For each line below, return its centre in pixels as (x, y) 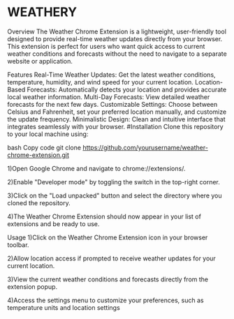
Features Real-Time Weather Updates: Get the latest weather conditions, (111, 75)
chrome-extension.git (38, 155)
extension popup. (32, 286)
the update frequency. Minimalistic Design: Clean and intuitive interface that (116, 119)
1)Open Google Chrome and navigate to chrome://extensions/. (96, 168)
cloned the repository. (39, 202)
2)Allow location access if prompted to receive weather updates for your (112, 258)
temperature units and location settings (64, 307)
